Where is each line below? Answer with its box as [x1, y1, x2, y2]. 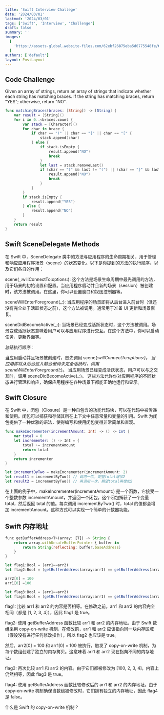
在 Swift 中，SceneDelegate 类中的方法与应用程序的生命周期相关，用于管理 [5, 254, 157, 259]
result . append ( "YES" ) [31, 199, 76, 204]
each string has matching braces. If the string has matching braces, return [5, 93, 155, 99]
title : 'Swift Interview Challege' [5, 7, 78, 12]
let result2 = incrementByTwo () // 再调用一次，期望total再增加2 [5, 479, 133, 484]
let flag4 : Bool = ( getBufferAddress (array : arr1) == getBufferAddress [5, 594, 150, 599]
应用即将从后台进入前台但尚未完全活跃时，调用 [5, 361, 99, 367]
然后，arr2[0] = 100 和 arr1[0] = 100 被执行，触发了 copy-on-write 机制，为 [5, 643, 156, 648]
